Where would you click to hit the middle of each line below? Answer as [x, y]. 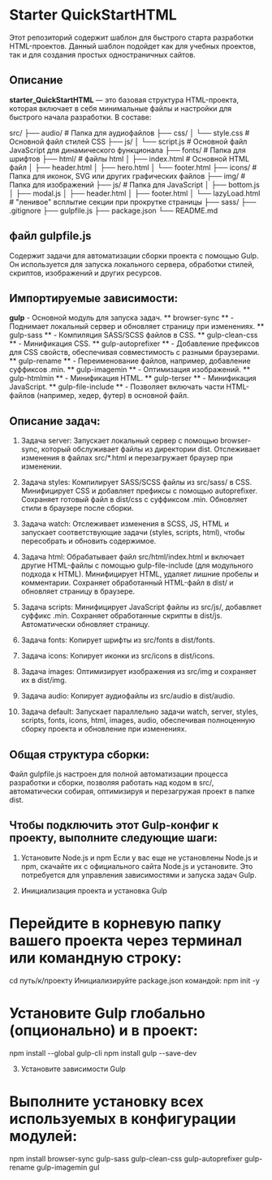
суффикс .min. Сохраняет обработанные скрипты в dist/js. [121, 616]
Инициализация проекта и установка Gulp [94, 890]
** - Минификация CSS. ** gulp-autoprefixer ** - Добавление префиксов [134, 344]
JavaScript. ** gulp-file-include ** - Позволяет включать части [117, 387]
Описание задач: [55, 421]
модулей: [43, 1136]
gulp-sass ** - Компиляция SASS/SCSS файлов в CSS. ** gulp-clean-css [134, 335]
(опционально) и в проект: [104, 1030]
